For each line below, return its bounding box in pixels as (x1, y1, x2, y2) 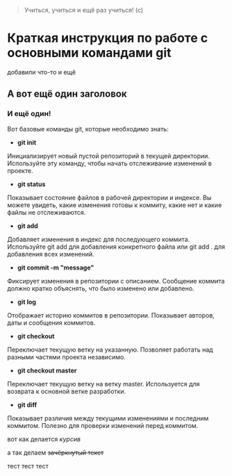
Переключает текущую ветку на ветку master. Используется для (7, 379, 200, 388)
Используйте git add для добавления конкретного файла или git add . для (7, 243, 226, 251)
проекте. (7, 166, 33, 174)
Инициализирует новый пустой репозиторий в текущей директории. (7, 151, 210, 160)
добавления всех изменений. (7, 249, 94, 258)
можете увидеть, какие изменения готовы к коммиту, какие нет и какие (7, 201, 222, 209)
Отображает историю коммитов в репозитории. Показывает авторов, (7, 311, 215, 319)
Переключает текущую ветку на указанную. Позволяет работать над (7, 345, 213, 354)
